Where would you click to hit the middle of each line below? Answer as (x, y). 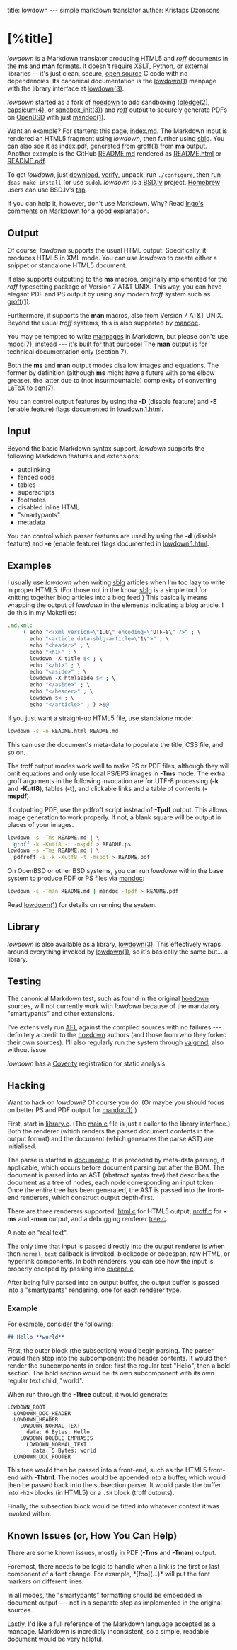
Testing (24, 982)
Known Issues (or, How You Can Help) (92, 1536)
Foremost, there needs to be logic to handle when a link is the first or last (114, 1567)
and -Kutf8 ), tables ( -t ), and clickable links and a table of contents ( (106, 788)
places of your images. (41, 824)
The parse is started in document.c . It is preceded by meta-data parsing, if (116, 1160)
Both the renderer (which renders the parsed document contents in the (111, 1131)
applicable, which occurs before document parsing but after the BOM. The (116, 1167)
